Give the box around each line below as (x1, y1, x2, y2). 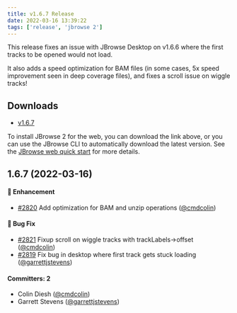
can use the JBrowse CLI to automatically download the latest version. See (7, 140, 225, 149)
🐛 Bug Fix (7, 220, 35, 228)
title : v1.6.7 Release (7, 10, 74, 18)
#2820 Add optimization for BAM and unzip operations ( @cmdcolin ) (17, 203, 216, 212)
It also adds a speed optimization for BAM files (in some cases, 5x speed (7, 64, 219, 73)
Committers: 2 (7, 274, 51, 283)
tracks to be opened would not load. (7, 50, 113, 59)
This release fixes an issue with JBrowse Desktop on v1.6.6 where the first (7, 43, 224, 52)
